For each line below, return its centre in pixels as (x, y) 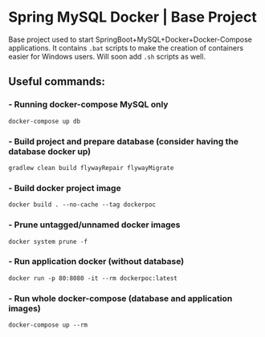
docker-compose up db (45, 121)
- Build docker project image (65, 188)
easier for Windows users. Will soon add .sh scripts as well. (107, 56)
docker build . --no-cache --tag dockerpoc (82, 205)
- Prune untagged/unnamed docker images (94, 225)
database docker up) (49, 151)
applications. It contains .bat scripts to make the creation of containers (126, 47)
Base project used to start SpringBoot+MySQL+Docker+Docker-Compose (130, 39)
